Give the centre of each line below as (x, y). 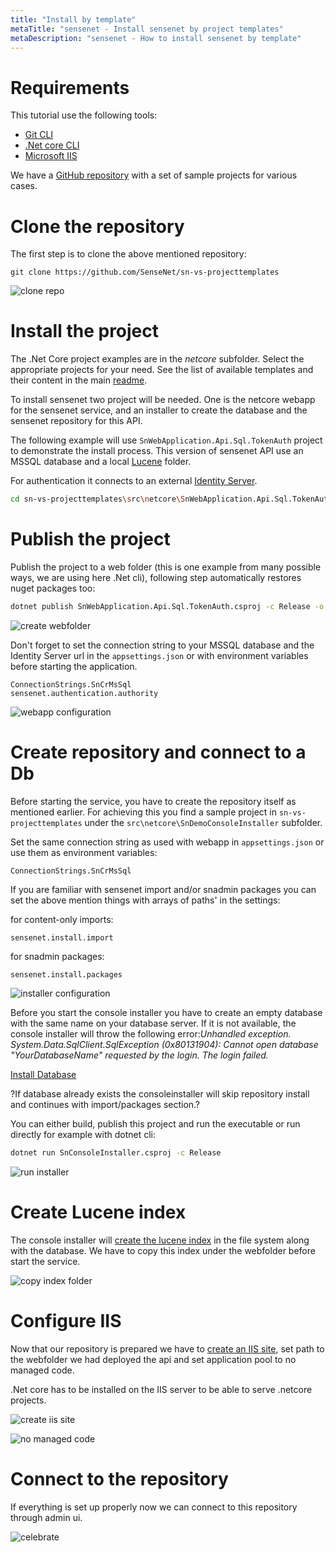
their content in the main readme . (79, 380)
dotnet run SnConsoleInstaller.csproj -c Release (116, 1152)
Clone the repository (97, 226)
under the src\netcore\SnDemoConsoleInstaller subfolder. (203, 822)
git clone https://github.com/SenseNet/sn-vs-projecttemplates (145, 272)
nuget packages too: (53, 588)
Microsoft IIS (51, 156)
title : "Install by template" (73, 19)
